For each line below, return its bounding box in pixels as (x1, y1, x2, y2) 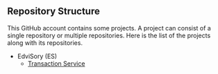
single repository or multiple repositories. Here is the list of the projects (7, 31, 211, 39)
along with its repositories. (7, 38, 83, 47)
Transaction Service (27, 59, 85, 68)
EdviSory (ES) (17, 52, 58, 60)
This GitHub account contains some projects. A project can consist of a (7, 24, 212, 32)
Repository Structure (7, 6, 101, 17)
